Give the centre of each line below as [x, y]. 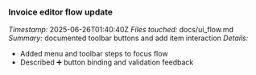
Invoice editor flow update [61, 12]
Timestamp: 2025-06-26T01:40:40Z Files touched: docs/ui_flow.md [121, 30]
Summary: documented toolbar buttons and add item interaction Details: [128, 38]
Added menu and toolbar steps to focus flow [94, 54]
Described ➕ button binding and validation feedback [107, 62]
